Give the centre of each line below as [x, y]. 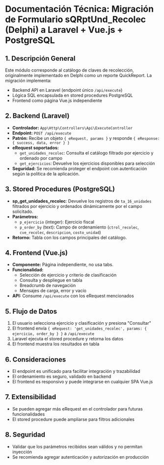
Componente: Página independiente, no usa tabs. [63, 265]
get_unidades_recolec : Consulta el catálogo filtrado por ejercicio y [86, 153]
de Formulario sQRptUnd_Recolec [76, 19]
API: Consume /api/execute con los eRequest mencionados [73, 296]
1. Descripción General [40, 58]
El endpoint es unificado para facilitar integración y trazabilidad [76, 371]
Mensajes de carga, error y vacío [53, 291]
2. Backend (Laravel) [37, 116]
